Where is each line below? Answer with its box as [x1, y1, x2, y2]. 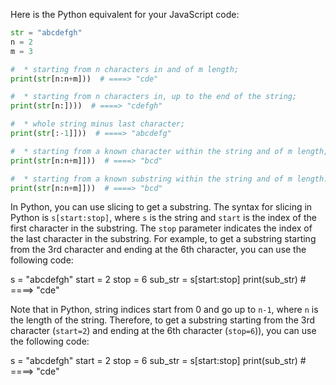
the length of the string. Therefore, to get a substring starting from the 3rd [10, 314, 316, 326]
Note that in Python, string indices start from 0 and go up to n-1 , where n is [10, 304, 319, 316]
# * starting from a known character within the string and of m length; [10, 146, 329, 156]
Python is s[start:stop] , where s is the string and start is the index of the [10, 212, 317, 224]
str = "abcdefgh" [10, 28, 83, 38]
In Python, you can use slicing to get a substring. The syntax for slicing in [10, 201, 313, 213]
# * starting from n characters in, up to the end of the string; [10, 92, 298, 102]
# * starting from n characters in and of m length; [10, 64, 240, 74]
